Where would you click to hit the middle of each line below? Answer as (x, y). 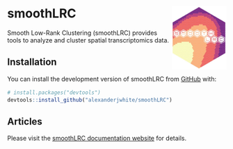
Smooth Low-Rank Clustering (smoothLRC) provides (82, 33)
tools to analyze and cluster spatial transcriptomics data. (88, 40)
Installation (32, 62)
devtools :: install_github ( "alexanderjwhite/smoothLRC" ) (90, 100)
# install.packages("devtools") (54, 93)
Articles (25, 121)
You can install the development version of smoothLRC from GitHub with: (112, 79)
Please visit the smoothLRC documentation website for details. (97, 139)
